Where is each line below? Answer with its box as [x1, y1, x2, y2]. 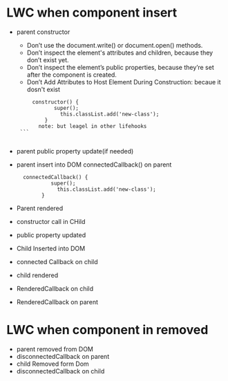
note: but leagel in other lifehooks [38, 122, 147, 129]
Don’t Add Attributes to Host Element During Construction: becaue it [26, 77, 222, 86]
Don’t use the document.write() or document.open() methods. [26, 41, 203, 49]
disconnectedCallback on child [16, 366, 105, 375]
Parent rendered [16, 204, 64, 212]
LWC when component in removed [6, 322, 209, 338]
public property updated [16, 230, 86, 239]
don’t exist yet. [26, 55, 70, 64]
